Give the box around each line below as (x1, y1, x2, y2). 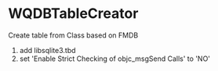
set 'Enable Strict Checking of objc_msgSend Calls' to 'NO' (19, 54, 210, 63)
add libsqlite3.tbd (19, 45, 76, 55)
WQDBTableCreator (8, 5, 139, 23)
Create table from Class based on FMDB (8, 30, 139, 40)
